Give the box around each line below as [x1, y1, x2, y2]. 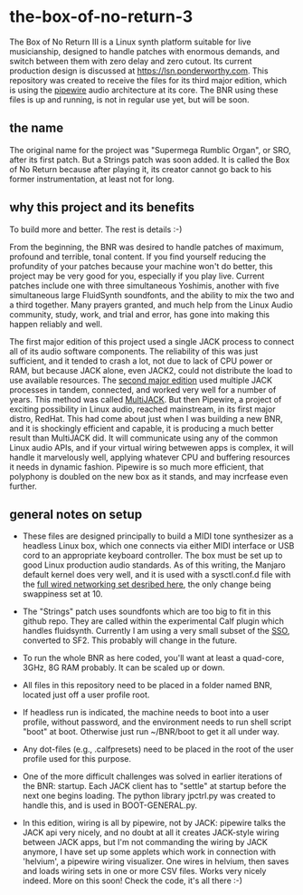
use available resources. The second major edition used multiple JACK [9, 375, 273, 385]
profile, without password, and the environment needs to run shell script [22, 716, 292, 727]
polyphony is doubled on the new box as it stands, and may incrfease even [9, 471, 289, 482]
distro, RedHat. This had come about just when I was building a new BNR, [9, 413, 283, 423]
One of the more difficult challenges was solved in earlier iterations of [22, 771, 283, 782]
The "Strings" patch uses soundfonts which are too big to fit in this [22, 606, 271, 618]
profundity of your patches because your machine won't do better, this [9, 260, 273, 271]
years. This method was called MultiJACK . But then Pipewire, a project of [9, 394, 282, 404]
